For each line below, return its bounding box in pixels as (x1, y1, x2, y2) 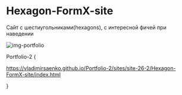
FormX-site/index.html (6, 71, 61, 78)
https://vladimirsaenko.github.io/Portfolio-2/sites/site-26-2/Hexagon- (6, 64, 176, 72)
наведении (6, 30, 34, 37)
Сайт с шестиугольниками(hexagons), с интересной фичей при (6, 24, 167, 31)
